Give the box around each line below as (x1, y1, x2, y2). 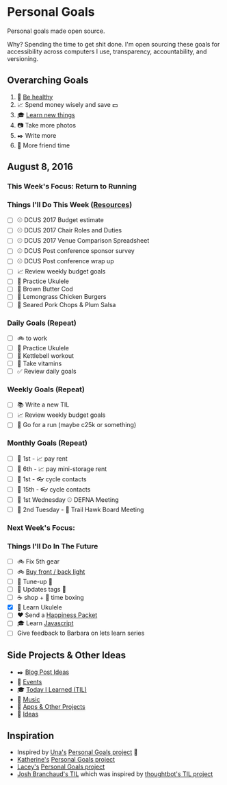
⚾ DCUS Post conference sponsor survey (16, 247, 135, 255)
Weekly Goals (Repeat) (7, 385, 85, 394)
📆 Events (16, 678, 42, 686)
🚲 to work (16, 334, 48, 342)
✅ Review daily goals (16, 367, 77, 376)
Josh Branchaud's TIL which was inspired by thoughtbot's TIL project (16, 770, 213, 778)
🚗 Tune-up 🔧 (16, 577, 53, 586)
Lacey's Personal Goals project (16, 762, 105, 771)
